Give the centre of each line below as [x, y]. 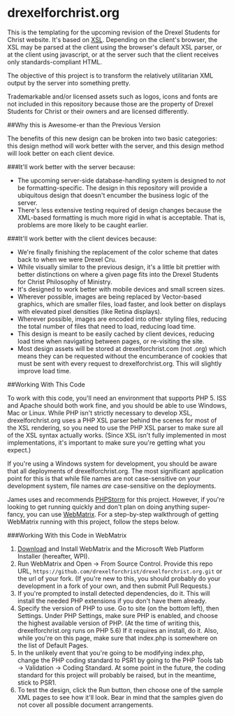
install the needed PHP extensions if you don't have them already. [112, 601]
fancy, [16, 514]
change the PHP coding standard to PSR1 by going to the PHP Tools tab [120, 660]
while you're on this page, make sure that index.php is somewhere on [117, 638]
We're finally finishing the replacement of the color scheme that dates [118, 252]
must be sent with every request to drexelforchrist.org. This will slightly [119, 363]
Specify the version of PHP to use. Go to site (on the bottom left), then [118, 608]
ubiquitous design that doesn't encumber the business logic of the [113, 195]
